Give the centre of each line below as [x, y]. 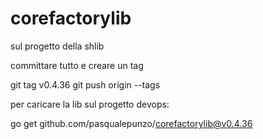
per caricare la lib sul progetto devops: [90, 104]
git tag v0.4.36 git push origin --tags [85, 84]
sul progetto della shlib [57, 46]
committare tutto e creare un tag [77, 65]
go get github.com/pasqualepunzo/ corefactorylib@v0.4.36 [131, 123]
